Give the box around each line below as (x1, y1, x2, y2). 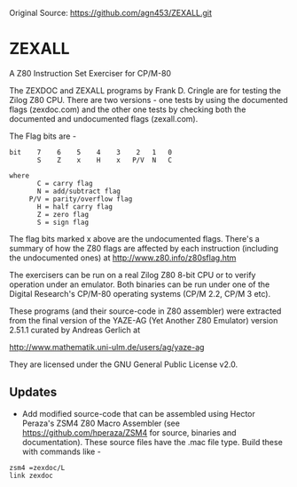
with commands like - (21, 446, 102, 457)
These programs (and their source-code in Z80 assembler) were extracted (9, 306, 282, 316)
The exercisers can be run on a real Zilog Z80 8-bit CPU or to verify (9, 269, 256, 280)
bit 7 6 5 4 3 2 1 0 (9, 148, 173, 156)
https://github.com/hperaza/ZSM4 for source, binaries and (21, 427, 237, 438)
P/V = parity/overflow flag (28, 195, 133, 204)
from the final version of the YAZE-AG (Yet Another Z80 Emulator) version (9, 315, 278, 325)
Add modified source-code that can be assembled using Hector (21, 408, 255, 419)
